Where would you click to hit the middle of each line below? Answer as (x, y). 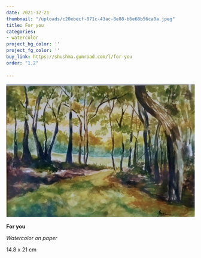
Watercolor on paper (32, 238)
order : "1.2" (22, 63)
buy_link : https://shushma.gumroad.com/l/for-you (69, 57)
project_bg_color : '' (33, 44)
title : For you (25, 25)
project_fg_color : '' (33, 51)
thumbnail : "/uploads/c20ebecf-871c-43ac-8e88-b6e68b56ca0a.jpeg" (91, 19)
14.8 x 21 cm (22, 249)
